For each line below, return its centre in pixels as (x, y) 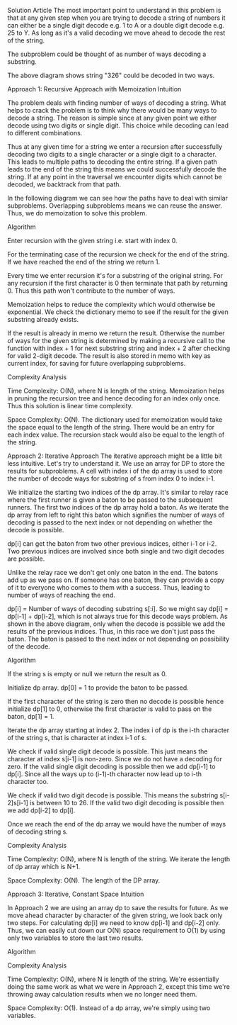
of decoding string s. (38, 831)
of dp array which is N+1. (44, 867)
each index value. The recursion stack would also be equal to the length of (116, 435)
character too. (28, 782)
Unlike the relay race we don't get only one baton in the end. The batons (113, 572)
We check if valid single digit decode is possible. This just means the (108, 751)
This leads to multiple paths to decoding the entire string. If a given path (112, 162)
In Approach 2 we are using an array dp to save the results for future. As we (118, 908)
